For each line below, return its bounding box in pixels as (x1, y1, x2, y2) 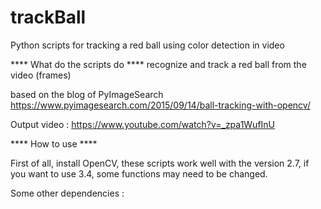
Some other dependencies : (10, 187, 125, 199)
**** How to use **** (10, 137, 98, 150)
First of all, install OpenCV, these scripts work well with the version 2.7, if (10, 157, 310, 169)
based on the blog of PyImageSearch (10, 88, 164, 100)
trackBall (10, 6, 87, 29)
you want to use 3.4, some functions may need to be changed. (10, 167, 268, 180)
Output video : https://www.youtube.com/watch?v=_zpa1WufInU (10, 118, 276, 130)
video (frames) (10, 69, 72, 81)
